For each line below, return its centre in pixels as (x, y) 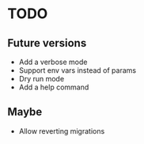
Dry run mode (42, 79)
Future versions (47, 43)
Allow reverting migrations (62, 131)
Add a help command (54, 87)
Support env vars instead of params (77, 70)
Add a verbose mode (53, 62)
